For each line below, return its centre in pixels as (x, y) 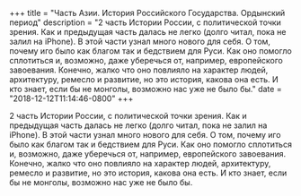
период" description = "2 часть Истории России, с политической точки (145, 22)
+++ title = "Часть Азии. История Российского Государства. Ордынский (147, 13)
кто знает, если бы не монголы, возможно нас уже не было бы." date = (146, 89)
